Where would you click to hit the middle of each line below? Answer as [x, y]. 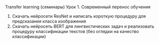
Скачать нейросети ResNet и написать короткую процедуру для [79, 16]
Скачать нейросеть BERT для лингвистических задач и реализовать [83, 26]
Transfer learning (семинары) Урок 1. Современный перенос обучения [78, 7]
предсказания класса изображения [49, 21]
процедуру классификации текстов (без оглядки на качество [75, 31]
